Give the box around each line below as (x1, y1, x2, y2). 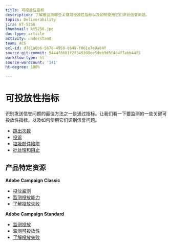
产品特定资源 (5, 163, 46, 172)
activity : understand (5, 36, 52, 41)
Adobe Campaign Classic (5, 177, 60, 183)
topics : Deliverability (5, 17, 56, 22)
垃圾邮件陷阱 (12, 141, 40, 147)
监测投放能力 (12, 194, 40, 200)
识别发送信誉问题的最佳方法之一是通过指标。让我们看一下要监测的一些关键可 (5, 110, 167, 117)
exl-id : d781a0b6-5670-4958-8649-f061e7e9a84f (5, 46, 106, 51)
